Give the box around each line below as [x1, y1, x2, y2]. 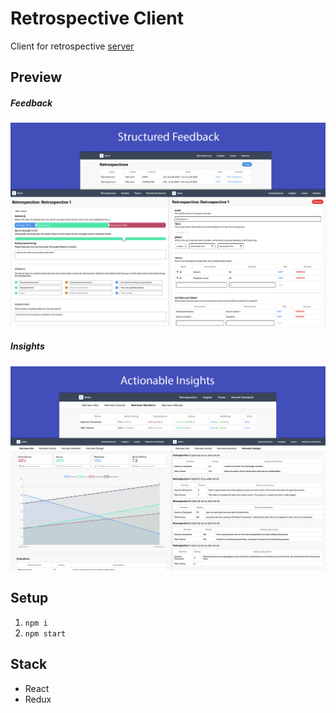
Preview [10, 69, 63, 86]
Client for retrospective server [10, 40, 135, 52]
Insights [10, 340, 45, 352]
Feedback [10, 97, 53, 109]
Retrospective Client [10, 7, 185, 30]
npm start [24, 628, 67, 639]
